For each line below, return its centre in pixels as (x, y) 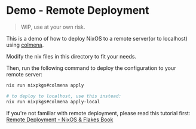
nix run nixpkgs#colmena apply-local (53, 102)
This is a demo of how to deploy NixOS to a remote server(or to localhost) (97, 38)
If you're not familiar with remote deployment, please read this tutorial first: (98, 113)
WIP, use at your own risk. (53, 27)
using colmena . (25, 45)
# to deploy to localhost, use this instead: (64, 96)
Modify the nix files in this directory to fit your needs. (71, 56)
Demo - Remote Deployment (78, 10)
